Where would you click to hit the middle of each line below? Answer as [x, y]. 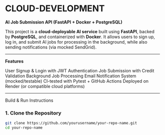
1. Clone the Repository [33, 113]
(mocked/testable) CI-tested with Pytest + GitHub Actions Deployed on [77, 81]
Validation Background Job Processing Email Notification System [71, 76]
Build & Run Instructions [29, 100]
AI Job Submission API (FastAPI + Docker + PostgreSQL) [64, 22]
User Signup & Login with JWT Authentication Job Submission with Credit [80, 70]
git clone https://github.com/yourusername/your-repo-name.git [71, 123]
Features [14, 61]
